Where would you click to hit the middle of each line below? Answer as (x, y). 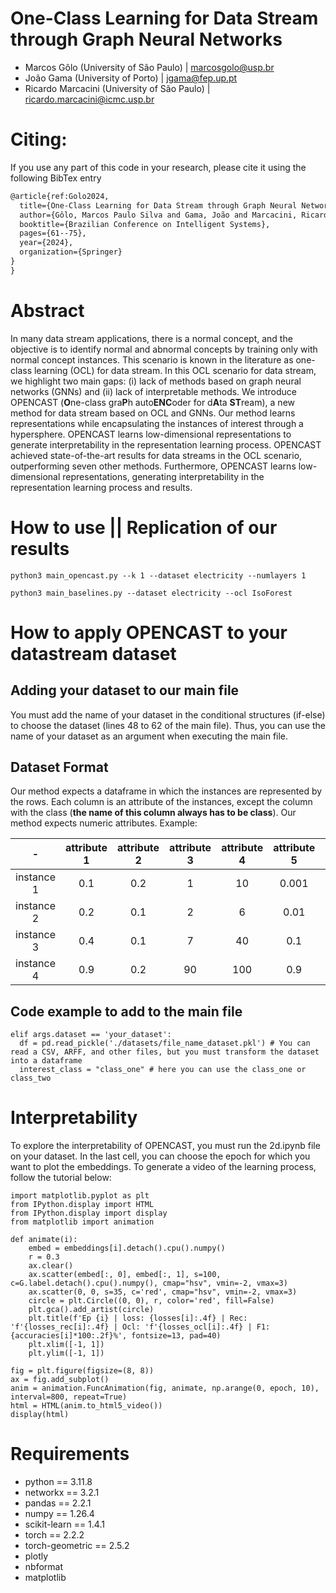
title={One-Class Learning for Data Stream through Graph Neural (158, 205)
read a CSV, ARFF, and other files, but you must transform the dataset (165, 1052)
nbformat (44, 1567)
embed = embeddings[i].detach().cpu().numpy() (127, 1248)
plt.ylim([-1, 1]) (66, 1353)
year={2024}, (46, 243)
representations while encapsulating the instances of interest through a (157, 423)
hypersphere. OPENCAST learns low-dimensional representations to (151, 434)
